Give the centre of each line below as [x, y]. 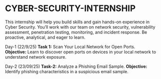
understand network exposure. [36, 57]
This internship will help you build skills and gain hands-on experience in [77, 22]
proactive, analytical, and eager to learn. [45, 37]
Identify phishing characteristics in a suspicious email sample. [67, 71]
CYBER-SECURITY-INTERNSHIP [70, 8]
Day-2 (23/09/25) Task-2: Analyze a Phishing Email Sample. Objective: [76, 66]
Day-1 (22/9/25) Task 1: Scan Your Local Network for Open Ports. [70, 47]
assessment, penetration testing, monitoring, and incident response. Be [76, 32]
